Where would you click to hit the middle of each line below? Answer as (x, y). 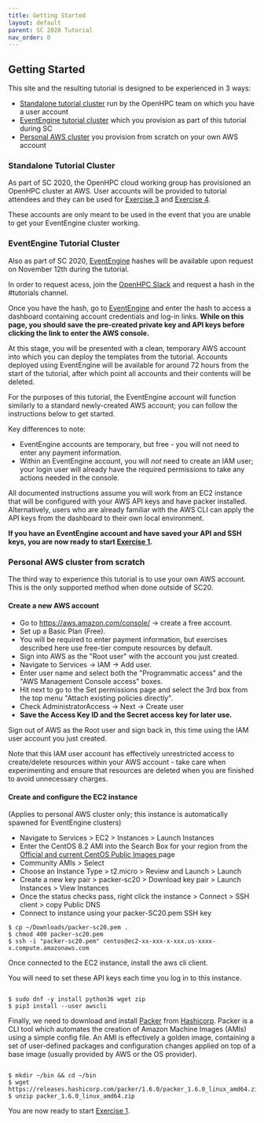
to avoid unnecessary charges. (58, 779)
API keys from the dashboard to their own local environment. (106, 518)
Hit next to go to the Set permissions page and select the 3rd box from (134, 690)
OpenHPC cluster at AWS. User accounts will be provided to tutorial (117, 191)
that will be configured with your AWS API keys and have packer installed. (128, 501)
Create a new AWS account (54, 605)
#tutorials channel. (38, 293)
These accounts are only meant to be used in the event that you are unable (130, 215)
